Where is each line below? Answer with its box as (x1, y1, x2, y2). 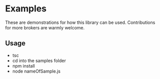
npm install (12, 63, 35, 69)
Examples (5, 3, 47, 14)
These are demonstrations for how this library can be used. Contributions (5, 19, 156, 25)
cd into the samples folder (12, 58, 66, 64)
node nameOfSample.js (12, 68, 61, 74)
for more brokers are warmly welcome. (5, 24, 85, 30)
